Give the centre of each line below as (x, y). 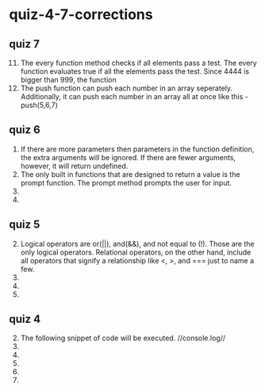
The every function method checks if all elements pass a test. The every (138, 63)
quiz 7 (25, 44)
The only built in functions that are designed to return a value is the (130, 174)
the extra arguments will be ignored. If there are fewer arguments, (128, 157)
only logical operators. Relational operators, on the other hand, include (136, 252)
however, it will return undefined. (74, 166)
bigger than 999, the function (69, 80)
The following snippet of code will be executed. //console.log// (123, 338)
